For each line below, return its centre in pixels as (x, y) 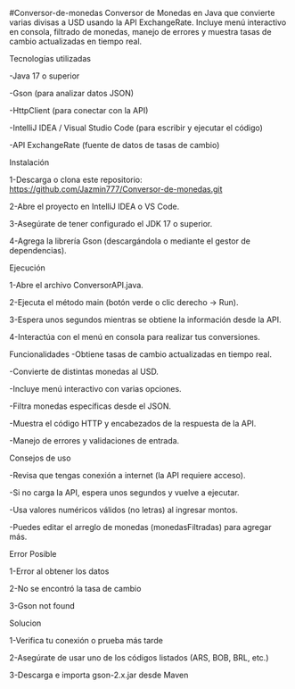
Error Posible (33, 554)
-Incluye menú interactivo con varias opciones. (95, 389)
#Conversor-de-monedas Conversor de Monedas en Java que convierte (142, 13)
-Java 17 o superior (45, 76)
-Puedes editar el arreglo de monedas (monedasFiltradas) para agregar (140, 527)
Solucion (25, 623)
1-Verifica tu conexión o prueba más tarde (86, 640)
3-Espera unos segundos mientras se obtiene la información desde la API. (146, 320)
